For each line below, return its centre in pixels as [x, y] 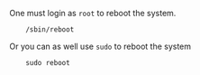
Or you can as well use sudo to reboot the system [100, 46]
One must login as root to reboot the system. [93, 13]
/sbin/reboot [50, 30]
